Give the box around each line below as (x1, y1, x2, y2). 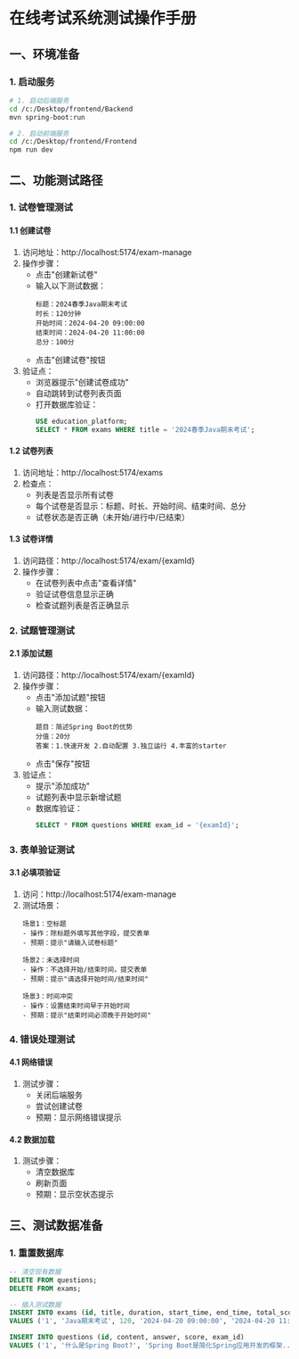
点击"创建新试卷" (35, 269, 98, 279)
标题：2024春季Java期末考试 (35, 300, 127, 309)
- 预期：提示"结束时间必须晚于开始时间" (21, 1010, 151, 1020)
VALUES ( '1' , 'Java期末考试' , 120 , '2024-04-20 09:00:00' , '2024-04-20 (9, 1317, 276, 1326)
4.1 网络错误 (9, 1057, 53, 1067)
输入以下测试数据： (35, 280, 107, 291)
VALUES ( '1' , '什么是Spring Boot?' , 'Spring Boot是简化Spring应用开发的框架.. (9, 1341, 291, 1350)
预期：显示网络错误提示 (35, 1112, 122, 1123)
